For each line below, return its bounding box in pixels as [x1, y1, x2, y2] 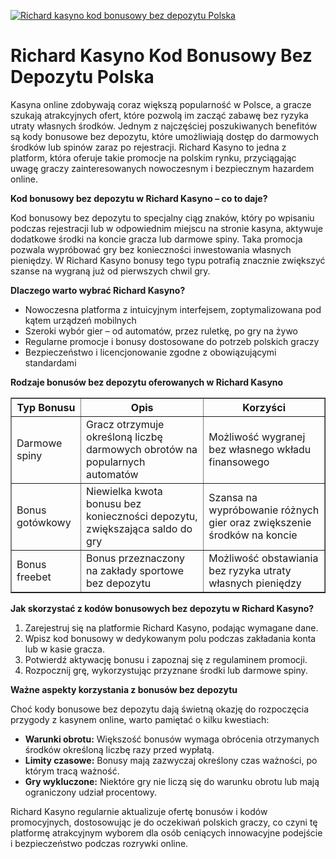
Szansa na [208, 490, 258, 504]
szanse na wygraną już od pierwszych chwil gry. [10, 265, 211, 277]
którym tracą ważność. [24, 765, 120, 777]
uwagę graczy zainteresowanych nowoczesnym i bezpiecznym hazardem [10, 162, 315, 174]
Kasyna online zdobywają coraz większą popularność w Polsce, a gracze [10, 98, 312, 110]
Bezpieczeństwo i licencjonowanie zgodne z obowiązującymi [24, 346, 277, 358]
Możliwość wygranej [208, 430, 306, 444]
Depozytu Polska [10, 66, 155, 89]
